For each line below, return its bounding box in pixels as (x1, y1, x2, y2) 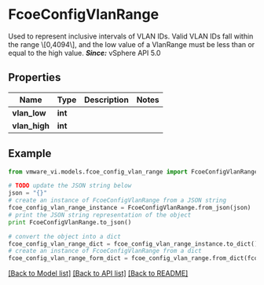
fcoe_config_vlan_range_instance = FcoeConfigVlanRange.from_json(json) (8, 204, 251, 212)
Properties (8, 71, 61, 84)
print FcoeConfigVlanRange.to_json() (8, 218, 132, 226)
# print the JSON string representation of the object (8, 210, 192, 219)
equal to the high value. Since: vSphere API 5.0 (8, 48, 161, 57)
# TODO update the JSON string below (8, 182, 132, 190)
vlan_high (12, 120, 49, 131)
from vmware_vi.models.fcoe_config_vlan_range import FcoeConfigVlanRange (8, 167, 258, 176)
